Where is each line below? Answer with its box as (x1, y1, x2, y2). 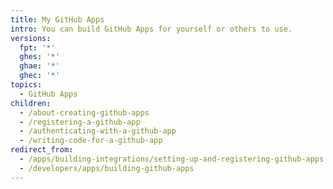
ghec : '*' (19, 71, 60, 81)
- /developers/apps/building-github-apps (19, 163, 195, 173)
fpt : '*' (19, 42, 56, 53)
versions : (10, 33, 52, 43)
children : (10, 98, 52, 108)
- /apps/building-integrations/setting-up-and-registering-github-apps (19, 154, 325, 164)
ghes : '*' (19, 52, 60, 62)
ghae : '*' (19, 61, 60, 71)
